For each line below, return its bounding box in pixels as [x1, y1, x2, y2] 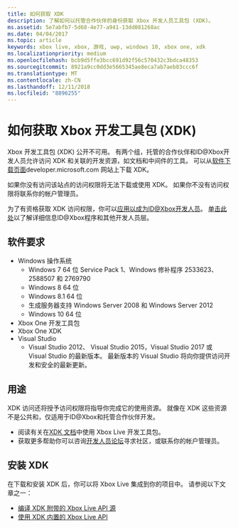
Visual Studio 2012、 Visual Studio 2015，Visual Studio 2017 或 [28, 342, 213, 351]
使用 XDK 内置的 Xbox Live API [17, 512, 108, 521]
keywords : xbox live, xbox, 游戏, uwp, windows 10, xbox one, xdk [7, 43, 206, 51]
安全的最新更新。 [40, 360, 91, 369]
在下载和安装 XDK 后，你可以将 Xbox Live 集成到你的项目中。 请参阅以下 [7, 480, 220, 488]
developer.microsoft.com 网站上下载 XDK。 [26, 165, 153, 174]
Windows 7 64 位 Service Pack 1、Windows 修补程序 [28, 265, 183, 274]
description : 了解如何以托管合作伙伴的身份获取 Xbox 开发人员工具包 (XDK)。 [7, 17, 215, 24]
